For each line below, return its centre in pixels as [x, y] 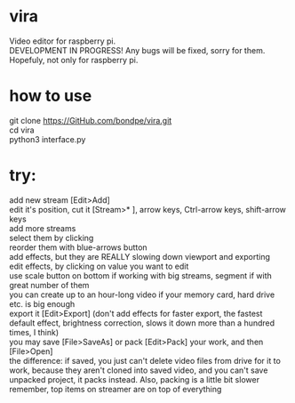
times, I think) [34, 332]
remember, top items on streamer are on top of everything [116, 389]
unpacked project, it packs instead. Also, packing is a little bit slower [135, 379]
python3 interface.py [48, 139]
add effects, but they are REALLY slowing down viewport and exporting [140, 256]
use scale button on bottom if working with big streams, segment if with [141, 275]
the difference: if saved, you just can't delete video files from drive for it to [145, 360]
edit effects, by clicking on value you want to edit [99, 266]
